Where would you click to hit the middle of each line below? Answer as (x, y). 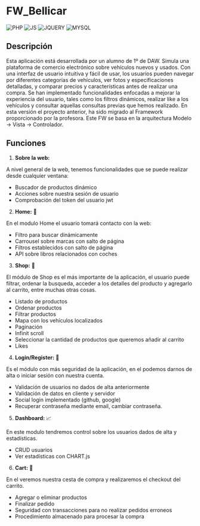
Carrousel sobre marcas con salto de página (69, 241)
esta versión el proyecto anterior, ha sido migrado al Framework (84, 111)
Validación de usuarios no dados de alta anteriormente (82, 387)
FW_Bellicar (37, 11)
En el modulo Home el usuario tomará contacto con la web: (79, 223)
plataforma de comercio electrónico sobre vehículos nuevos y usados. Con (99, 67)
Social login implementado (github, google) (68, 400)
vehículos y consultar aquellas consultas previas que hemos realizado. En (97, 105)
